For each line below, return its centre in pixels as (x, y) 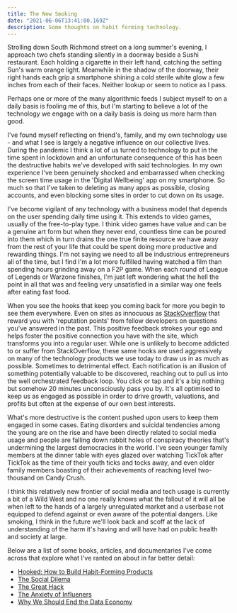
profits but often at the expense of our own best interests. (91, 404)
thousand (21, 478)
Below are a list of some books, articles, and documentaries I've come (110, 551)
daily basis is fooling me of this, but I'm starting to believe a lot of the (108, 106)
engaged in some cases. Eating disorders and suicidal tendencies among (114, 425)
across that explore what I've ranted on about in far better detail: (101, 558)
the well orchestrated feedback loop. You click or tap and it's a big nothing (116, 381)
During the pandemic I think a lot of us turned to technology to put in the (112, 150)
